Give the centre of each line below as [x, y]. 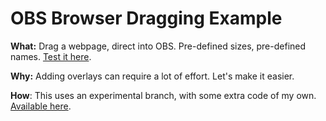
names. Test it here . [51, 56]
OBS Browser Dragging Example [146, 18]
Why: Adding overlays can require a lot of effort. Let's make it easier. [152, 76]
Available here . [41, 106]
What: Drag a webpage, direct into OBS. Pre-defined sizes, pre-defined [158, 46]
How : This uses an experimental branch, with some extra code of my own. [163, 95]
